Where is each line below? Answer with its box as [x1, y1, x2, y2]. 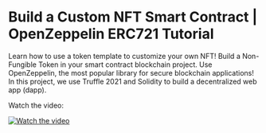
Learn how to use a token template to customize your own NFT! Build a [8, 51, 241, 61]
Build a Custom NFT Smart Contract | [8, 8, 258, 26]
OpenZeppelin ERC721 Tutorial [8, 25, 214, 43]
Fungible [8, 60, 37, 69]
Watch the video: [8, 100, 64, 110]
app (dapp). [8, 84, 47, 95]
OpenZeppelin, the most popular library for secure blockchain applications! [8, 68, 255, 77]
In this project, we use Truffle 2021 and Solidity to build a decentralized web [8, 76, 257, 86]
